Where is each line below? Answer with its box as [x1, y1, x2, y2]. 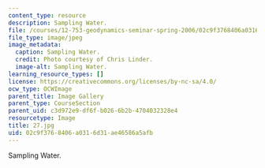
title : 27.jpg [8, 121, 55, 129]
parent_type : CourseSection [8, 99, 101, 107]
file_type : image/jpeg [8, 33, 83, 42]
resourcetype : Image [8, 114, 77, 122]
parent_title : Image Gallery [8, 92, 104, 100]
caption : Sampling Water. [15, 48, 101, 56]
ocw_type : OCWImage [8, 84, 73, 93]
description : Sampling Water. [8, 19, 108, 27]
